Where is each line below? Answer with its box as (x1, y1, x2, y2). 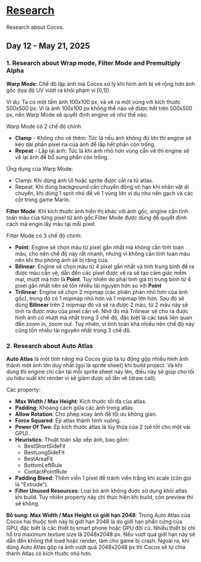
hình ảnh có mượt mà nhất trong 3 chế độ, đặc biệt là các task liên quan (14, 314, 193, 321)
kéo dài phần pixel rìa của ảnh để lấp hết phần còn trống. (14, 141, 156, 148)
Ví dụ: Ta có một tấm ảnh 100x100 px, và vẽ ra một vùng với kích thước (6, 98, 181, 105)
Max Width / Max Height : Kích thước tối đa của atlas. (14, 397, 147, 405)
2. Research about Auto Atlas (6, 341, 93, 350)
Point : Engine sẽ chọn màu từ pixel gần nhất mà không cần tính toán (14, 243, 184, 251)
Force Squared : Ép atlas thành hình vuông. (14, 417, 121, 424)
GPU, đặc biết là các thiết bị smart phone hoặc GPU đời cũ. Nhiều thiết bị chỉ (6, 524, 196, 531)
